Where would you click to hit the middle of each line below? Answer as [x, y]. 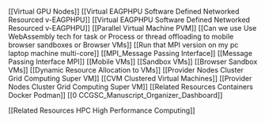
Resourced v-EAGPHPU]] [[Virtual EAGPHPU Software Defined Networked [129, 20]
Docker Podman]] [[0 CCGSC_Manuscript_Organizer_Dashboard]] [115, 95]
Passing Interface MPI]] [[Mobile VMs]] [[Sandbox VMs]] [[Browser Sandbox [133, 61]
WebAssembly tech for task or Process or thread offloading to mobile [121, 36]
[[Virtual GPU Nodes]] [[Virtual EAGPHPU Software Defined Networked [124, 11]
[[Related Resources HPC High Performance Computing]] [102, 110]
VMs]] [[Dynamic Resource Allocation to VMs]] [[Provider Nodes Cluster [126, 70]
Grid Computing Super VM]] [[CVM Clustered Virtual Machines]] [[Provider [130, 78]
